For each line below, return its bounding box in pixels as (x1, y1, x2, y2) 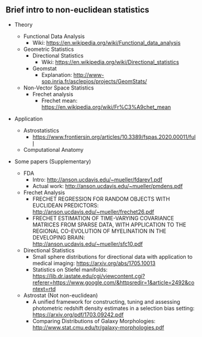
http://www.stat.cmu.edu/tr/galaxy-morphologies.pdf (32, 324, 165, 331)
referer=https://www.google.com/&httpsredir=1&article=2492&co (32, 278, 195, 286)
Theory (14, 21, 33, 28)
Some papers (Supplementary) (14, 157, 92, 165)
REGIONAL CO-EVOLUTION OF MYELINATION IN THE (32, 227, 167, 235)
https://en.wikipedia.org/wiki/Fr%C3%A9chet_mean (41, 103, 171, 111)
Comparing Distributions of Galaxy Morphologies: (32, 317, 156, 324)
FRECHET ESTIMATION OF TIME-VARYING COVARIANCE (32, 214, 174, 221)
